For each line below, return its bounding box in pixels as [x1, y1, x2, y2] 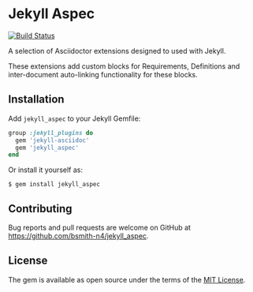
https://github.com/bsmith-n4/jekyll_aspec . [8, 231, 149, 241]
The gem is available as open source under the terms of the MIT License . [8, 275, 246, 284]
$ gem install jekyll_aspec [8, 181, 101, 189]
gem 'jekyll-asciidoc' [15, 136, 90, 144]
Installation [8, 92, 65, 107]
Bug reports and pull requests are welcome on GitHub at [8, 223, 192, 233]
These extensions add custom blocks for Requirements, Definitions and [8, 61, 240, 71]
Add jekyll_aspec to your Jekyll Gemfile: [8, 114, 141, 123]
